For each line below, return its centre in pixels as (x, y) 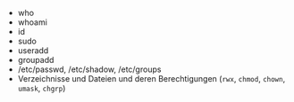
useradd (33, 51)
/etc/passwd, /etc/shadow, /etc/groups (89, 69)
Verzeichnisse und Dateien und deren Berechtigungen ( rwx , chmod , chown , (151, 78)
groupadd (36, 60)
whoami (32, 22)
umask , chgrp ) (42, 88)
